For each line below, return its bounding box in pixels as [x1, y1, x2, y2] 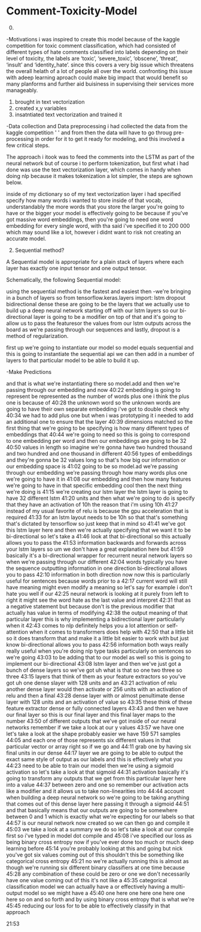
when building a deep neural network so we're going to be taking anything [6, 794, 190, 801]
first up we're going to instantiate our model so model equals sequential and [6, 343, 194, 351]
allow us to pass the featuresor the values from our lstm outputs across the [6, 319, 191, 327]
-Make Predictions [6, 368, 52, 375]
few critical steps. [6, 141, 50, 149]
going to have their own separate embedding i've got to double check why [6, 405, 190, 412]
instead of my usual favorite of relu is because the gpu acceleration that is [6, 507, 189, 514]
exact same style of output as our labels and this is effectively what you [6, 755, 183, 762]
